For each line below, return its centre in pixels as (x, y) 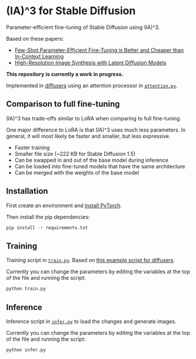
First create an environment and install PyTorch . (64, 205)
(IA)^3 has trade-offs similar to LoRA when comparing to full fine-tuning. (94, 118)
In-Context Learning (39, 56)
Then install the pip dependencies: (48, 217)
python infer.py (26, 350)
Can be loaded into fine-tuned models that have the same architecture (100, 166)
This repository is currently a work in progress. (65, 74)
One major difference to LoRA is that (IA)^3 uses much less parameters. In (96, 130)
